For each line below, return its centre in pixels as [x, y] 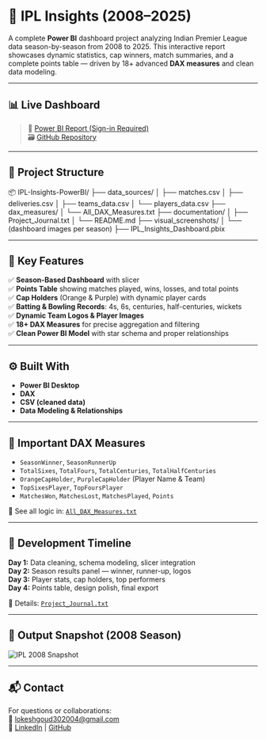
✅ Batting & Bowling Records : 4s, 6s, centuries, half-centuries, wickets [125, 307]
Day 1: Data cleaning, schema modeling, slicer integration [102, 563]
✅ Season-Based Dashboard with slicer [74, 280]
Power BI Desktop [49, 385]
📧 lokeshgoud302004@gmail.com [64, 719]
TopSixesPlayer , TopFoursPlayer [72, 487]
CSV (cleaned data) [52, 402]
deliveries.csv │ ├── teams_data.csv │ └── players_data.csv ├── [117, 203]
